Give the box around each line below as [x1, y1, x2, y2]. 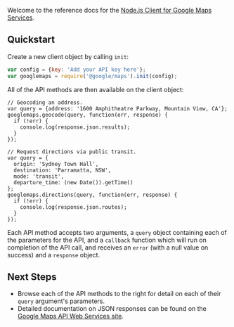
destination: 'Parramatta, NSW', [13, 167, 112, 174]
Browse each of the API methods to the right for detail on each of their [17, 290, 221, 298]
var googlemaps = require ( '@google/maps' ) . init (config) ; [7, 72, 178, 79]
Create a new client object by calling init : [7, 52, 129, 60]
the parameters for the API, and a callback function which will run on [7, 236, 207, 244]
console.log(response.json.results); [20, 123, 131, 131]
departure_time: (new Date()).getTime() [13, 179, 134, 186]
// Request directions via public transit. [7, 148, 137, 155]
